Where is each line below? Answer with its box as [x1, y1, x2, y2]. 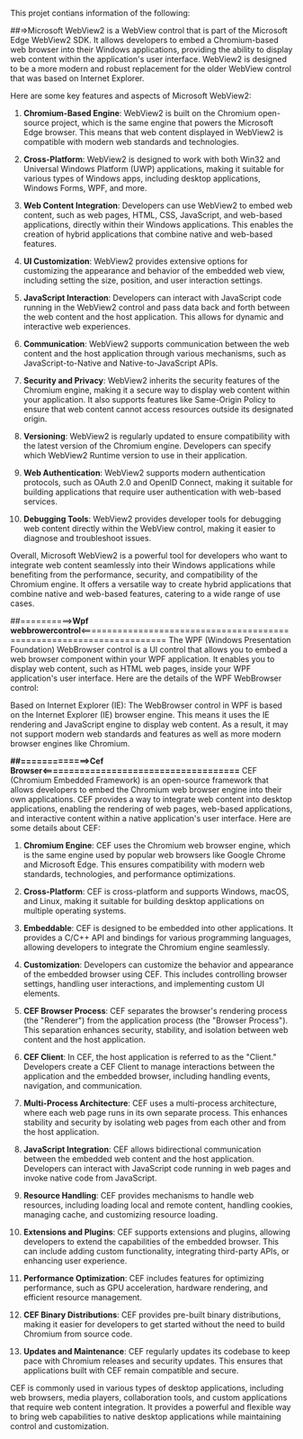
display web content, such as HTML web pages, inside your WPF [10, 664, 251, 674]
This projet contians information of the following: [10, 8, 191, 18]
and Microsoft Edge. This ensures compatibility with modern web [22, 859, 265, 870]
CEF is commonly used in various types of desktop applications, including [10, 1382, 284, 1393]
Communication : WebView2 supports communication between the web [22, 339, 290, 349]
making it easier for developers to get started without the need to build [22, 1319, 286, 1329]
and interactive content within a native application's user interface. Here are [10, 813, 291, 823]
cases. [10, 598, 35, 609]
